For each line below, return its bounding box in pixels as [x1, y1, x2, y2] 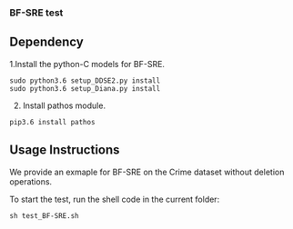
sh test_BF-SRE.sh [9, 211, 79, 220]
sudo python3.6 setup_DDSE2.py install [9, 75, 161, 85]
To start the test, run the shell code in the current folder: [9, 194, 220, 204]
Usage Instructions [9, 143, 120, 158]
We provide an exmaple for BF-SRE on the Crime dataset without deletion [9, 166, 285, 177]
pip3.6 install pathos [9, 117, 96, 126]
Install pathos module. [22, 100, 106, 111]
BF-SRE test [9, 6, 64, 19]
